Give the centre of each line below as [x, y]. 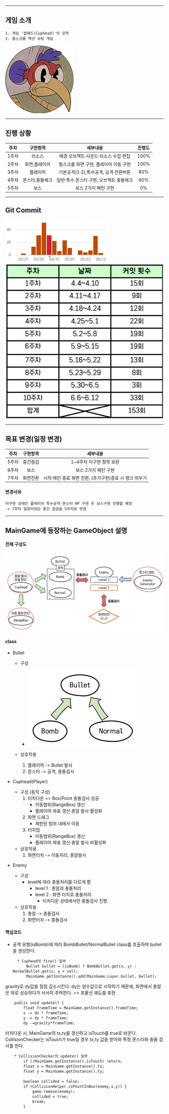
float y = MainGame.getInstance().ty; [64, 1072]
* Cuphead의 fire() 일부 [42, 961]
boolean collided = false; [52, 1082]
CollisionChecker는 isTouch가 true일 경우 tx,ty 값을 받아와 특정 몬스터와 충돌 [81, 1040]
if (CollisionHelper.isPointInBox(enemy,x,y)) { [75, 1087]
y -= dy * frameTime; [46, 1018]
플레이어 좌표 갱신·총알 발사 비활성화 [71, 842]
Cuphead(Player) [30, 781]
